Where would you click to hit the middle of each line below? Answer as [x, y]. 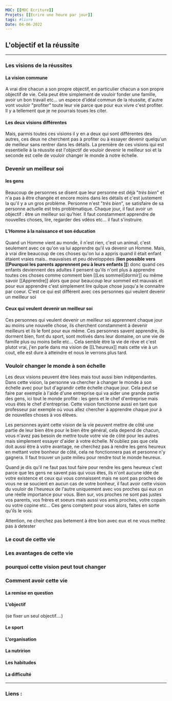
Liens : [14, 694]
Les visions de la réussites [39, 65]
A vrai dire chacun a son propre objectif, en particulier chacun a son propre [85, 89]
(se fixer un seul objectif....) [34, 616]
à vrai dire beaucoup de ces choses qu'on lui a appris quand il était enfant [83, 253]
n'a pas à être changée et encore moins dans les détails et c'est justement [84, 198]
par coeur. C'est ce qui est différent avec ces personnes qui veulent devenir [85, 291]
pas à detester [20, 526]
